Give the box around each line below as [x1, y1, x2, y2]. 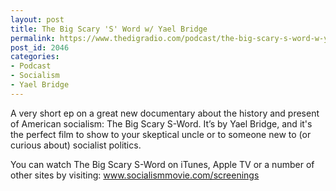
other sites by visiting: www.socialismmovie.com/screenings [10, 169, 260, 181]
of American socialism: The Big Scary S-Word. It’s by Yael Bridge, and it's [10, 117, 313, 130]
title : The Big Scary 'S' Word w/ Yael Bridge [10, 24, 208, 34]
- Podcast [10, 61, 52, 71]
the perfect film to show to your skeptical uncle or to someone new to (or [10, 128, 312, 140]
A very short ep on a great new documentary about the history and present [10, 107, 320, 119]
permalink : [10, 33, 56, 43]
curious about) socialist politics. [10, 139, 142, 151]
